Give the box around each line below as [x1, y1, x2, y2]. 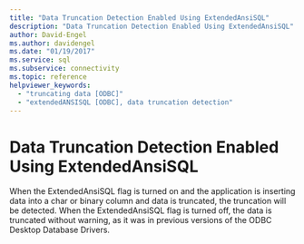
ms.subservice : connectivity [9, 64, 120, 73]
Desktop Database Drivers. [9, 224, 111, 236]
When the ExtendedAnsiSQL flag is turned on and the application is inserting [9, 186, 296, 197]
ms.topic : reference [9, 73, 88, 82]
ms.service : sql [9, 55, 71, 64]
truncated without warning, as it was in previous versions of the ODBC [9, 215, 272, 226]
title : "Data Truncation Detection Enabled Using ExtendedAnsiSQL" [9, 13, 270, 23]
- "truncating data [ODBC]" [17, 89, 124, 98]
